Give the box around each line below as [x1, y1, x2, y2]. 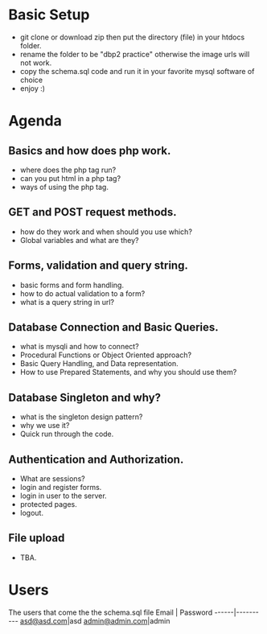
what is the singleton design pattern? [19, 412, 143, 422]
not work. [19, 58, 52, 68]
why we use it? [19, 421, 70, 430]
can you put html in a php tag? [19, 173, 121, 183]
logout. [19, 508, 44, 517]
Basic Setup [8, 6, 90, 24]
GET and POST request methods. [8, 205, 177, 219]
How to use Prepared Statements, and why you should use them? [19, 368, 237, 377]
